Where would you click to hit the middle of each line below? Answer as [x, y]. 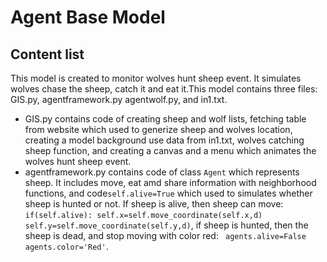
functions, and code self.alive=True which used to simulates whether [168, 193]
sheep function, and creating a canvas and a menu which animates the [170, 150]
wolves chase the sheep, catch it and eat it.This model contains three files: [164, 89]
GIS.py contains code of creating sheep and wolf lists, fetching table [165, 119]
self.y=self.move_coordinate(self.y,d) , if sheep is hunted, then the [166, 225]
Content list [47, 54]
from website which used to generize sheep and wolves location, [158, 129]
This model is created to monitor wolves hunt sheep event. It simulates [156, 78]
